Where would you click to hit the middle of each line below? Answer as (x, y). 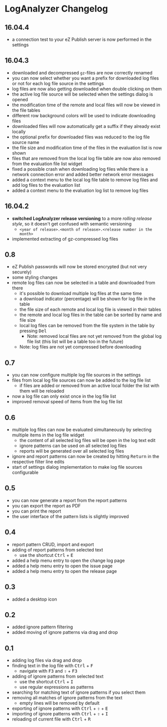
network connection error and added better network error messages (83, 174)
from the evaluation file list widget (47, 164)
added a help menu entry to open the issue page (62, 566)
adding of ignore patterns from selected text (58, 676)
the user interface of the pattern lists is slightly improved (70, 516)
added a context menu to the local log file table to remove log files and (85, 180)
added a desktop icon (34, 599)
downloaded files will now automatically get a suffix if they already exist (86, 126)
